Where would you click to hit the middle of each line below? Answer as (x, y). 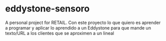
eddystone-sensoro (47, 9)
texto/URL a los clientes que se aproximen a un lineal (59, 33)
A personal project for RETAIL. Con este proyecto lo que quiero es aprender (83, 22)
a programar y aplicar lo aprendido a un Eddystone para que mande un (78, 27)
